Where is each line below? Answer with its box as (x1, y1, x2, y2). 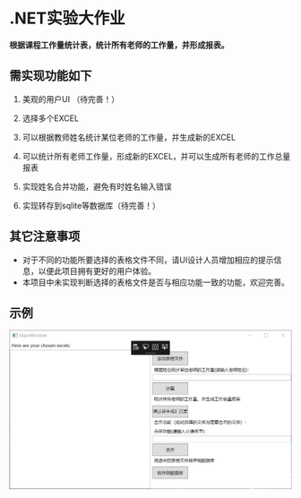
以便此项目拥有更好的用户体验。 (38, 265, 157, 276)
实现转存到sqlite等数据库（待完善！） (21, 200, 161, 210)
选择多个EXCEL (21, 113, 79, 124)
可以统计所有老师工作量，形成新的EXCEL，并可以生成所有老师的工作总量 (21, 150, 291, 161)
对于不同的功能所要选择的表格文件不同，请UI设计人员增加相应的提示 (21, 254, 274, 265)
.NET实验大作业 (9, 8, 125, 29)
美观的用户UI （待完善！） (21, 93, 119, 104)
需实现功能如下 (9, 68, 92, 83)
